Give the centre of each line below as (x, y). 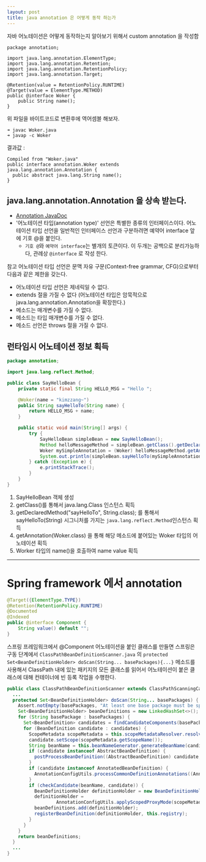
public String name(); (47, 101)
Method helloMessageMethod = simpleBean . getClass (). (108, 445)
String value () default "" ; (53, 628)
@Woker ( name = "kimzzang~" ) (53, 400)
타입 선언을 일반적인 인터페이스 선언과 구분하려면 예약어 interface (110, 230)
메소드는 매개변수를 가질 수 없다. (54, 310)
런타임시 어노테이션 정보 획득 (58, 346)
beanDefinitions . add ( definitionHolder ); (86, 808)
